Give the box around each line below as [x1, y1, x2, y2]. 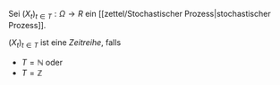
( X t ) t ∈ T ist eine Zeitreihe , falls [8, 36, 122, 50]
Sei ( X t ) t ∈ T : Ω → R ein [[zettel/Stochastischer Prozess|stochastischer [8, 9, 271, 21]
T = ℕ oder [21, 57, 64, 67]
